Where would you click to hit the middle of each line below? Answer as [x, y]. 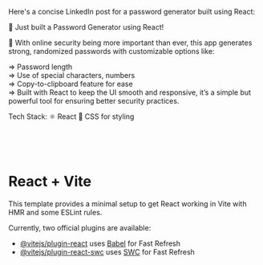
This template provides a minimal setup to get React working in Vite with [127, 203]
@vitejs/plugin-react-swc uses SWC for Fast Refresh [107, 251]
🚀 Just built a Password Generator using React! [86, 27]
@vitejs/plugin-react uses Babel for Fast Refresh [100, 243]
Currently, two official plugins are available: [80, 227]
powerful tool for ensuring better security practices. [94, 101]
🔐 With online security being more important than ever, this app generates [130, 43]
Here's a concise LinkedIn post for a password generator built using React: [131, 12]
